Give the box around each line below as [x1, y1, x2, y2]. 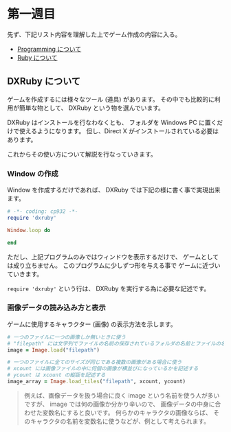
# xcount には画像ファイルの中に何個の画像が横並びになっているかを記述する [7, 365, 199, 372]
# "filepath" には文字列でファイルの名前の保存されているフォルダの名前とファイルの [7, 340, 221, 347]
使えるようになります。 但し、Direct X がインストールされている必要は [19, 126, 219, 135]
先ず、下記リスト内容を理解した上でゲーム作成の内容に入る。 [7, 30, 181, 38]
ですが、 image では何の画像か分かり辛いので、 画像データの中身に [23, 400, 215, 408]
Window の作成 [7, 169, 58, 179]
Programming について [16, 45, 82, 53]
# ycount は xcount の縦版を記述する [7, 372, 106, 378]
